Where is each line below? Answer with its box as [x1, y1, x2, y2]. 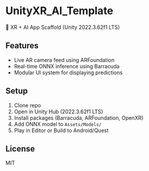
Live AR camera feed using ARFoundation [13, 56, 115, 63]
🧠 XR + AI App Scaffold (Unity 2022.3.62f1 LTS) [5, 24, 120, 31]
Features [5, 41, 39, 51]
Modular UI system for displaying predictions [13, 69, 123, 76]
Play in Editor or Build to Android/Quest [13, 127, 109, 134]
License [5, 143, 35, 154]
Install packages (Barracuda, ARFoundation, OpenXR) [13, 114, 144, 121]
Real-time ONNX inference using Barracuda [13, 63, 120, 70]
